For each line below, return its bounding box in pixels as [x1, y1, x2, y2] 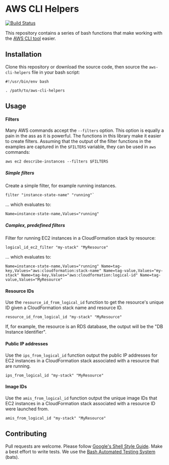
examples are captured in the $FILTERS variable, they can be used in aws [5, 144, 157, 150]
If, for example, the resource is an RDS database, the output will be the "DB [5, 323, 163, 330]
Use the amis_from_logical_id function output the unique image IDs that [5, 394, 157, 401]
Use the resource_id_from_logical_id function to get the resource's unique [5, 299, 164, 306]
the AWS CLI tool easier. [5, 35, 56, 41]
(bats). [5, 454, 19, 460]
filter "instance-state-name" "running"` [5, 193, 95, 198]
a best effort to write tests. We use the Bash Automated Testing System [5, 448, 156, 455]
